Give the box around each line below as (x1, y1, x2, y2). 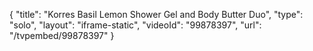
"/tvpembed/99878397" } (9, 30, 115, 41)
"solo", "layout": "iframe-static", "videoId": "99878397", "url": (9, 19, 262, 31)
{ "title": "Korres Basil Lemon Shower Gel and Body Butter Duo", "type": (9, 9, 304, 20)
